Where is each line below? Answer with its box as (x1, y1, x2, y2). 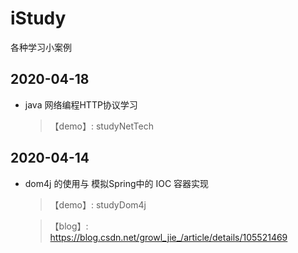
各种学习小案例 (10, 41, 72, 53)
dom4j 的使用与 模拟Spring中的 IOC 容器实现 (24, 177, 210, 189)
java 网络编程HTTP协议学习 (24, 98, 138, 111)
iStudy (10, 7, 67, 30)
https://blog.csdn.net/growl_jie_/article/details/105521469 (49, 231, 288, 243)
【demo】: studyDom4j (49, 198, 147, 211)
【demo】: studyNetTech (49, 120, 154, 132)
